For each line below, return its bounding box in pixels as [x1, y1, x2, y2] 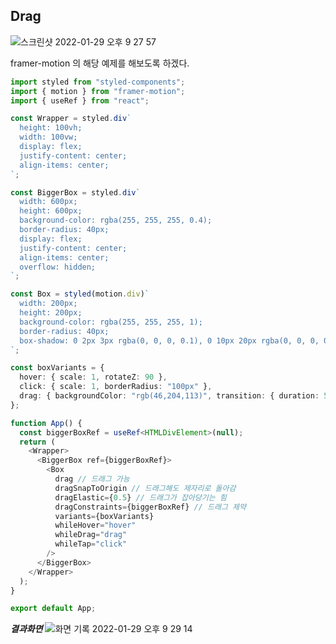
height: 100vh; [19, 123, 83, 133]
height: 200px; [19, 308, 83, 318]
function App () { [10, 418, 83, 428]
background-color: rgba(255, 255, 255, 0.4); [19, 215, 213, 226]
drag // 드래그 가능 [54, 474, 130, 484]
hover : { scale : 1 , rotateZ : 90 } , [19, 372, 168, 383]
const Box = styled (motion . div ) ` [10, 289, 150, 299]
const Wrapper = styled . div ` [10, 114, 132, 124]
